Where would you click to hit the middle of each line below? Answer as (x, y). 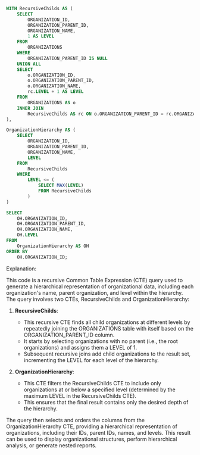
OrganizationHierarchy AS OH (53, 246)
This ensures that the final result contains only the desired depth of (106, 402)
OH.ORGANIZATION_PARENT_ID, (51, 224)
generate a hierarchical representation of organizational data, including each (100, 286)
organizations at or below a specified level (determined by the (99, 389)
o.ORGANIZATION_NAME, (54, 86)
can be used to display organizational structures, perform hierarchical (92, 439)
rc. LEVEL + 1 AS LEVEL (56, 92)
